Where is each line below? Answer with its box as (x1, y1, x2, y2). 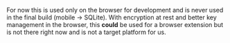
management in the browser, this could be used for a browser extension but (6, 21, 224, 28)
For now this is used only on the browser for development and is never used (6, 6, 224, 14)
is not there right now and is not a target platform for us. (6, 28, 167, 36)
